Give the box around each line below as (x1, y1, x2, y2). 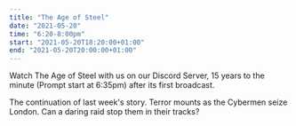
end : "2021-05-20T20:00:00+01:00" (9, 46, 138, 55)
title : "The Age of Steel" (9, 12, 109, 22)
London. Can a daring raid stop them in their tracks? (9, 106, 200, 117)
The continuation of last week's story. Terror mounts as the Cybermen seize (9, 97, 288, 107)
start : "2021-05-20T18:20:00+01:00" (9, 37, 145, 47)
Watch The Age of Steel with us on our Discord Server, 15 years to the (9, 70, 265, 81)
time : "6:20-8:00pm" (9, 29, 86, 38)
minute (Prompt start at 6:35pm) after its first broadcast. (9, 80, 215, 91)
